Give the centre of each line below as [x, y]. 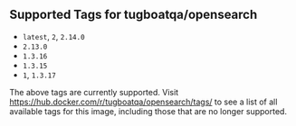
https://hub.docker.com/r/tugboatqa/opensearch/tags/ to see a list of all [143, 102]
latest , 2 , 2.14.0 [53, 36]
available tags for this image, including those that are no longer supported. [148, 111]
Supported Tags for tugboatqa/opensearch [134, 15]
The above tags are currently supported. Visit [94, 92]
